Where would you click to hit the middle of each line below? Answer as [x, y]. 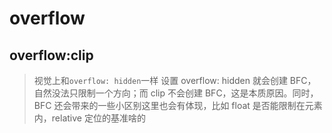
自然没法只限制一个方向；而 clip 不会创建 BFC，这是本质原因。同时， [176, 93]
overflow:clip [51, 55]
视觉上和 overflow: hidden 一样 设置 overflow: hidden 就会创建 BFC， [175, 80]
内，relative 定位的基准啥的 [89, 118]
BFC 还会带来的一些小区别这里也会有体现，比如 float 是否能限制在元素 [178, 105]
